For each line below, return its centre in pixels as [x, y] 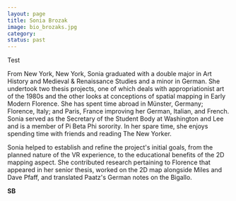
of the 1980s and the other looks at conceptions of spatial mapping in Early [117, 97]
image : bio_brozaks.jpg [42, 27]
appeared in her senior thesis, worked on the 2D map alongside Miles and [115, 170]
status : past [26, 40]
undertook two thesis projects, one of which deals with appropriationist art [116, 89]
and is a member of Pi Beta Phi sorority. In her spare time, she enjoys [108, 126]
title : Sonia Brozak [38, 20]
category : [22, 33]
